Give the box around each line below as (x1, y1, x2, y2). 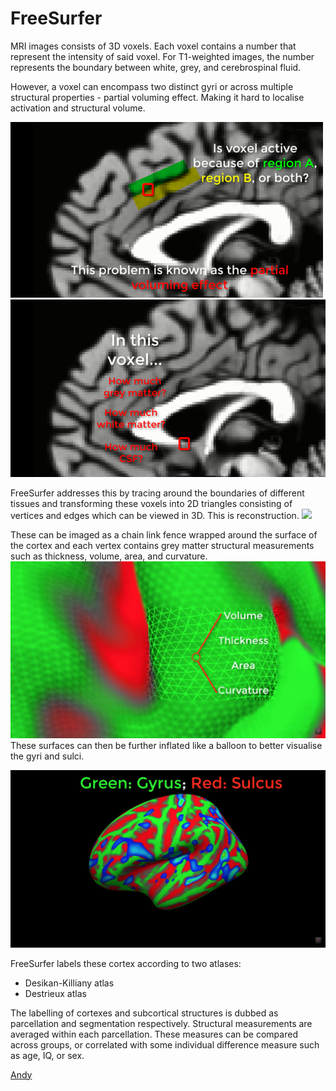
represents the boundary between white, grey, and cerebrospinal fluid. (10, 61, 302, 73)
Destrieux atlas (24, 987, 87, 999)
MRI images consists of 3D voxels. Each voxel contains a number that (10, 40, 297, 52)
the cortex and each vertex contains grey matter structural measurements (10, 539, 315, 551)
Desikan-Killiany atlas (24, 977, 115, 989)
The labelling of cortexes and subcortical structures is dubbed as (10, 1007, 279, 1019)
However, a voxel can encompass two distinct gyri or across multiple (10, 80, 294, 92)
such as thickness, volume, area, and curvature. (10, 550, 208, 562)
